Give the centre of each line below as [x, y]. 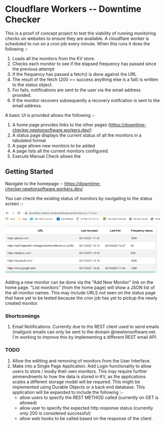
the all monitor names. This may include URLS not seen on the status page [80, 293]
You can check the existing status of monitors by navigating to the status [79, 198]
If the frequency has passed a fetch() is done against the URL [74, 74]
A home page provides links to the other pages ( [61, 125]
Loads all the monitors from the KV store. [54, 58]
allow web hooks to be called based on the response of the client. [86, 418]
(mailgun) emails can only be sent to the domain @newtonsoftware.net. [84, 332]
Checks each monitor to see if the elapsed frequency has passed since [84, 64]
